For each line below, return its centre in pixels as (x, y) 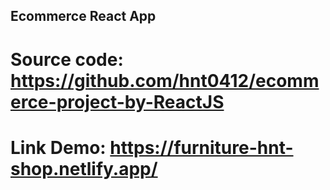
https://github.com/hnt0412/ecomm (165, 80)
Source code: (67, 59)
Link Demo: (58, 147)
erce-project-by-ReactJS (117, 101)
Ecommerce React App (83, 16)
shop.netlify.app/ (84, 168)
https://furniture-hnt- (201, 147)
